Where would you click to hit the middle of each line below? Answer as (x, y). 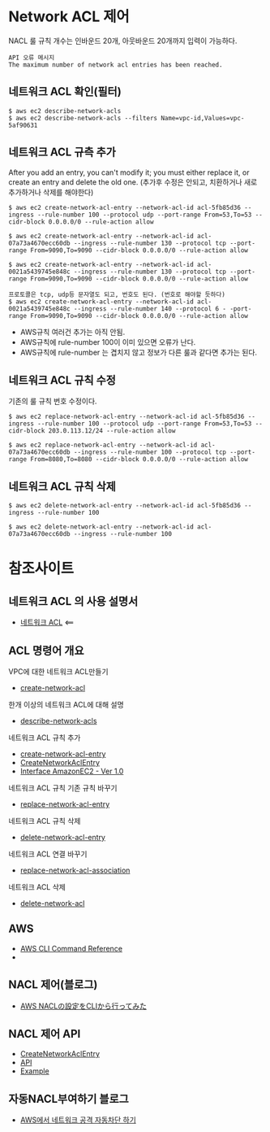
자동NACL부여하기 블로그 (69, 1099)
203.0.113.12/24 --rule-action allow (112, 431)
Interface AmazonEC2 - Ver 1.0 (72, 771)
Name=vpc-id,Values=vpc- (203, 118)
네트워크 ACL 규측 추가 (62, 152)
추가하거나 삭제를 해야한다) (51, 192)
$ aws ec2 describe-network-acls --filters (83, 118)
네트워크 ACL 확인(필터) (65, 91)
